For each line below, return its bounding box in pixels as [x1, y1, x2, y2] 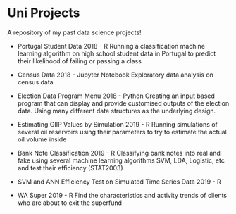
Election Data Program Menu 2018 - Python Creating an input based [17, 92, 215, 100]
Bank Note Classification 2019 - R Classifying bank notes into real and [17, 149, 221, 157]
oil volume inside [17, 135, 67, 144]
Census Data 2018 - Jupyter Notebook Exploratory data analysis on [17, 70, 213, 79]
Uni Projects [7, 5, 80, 21]
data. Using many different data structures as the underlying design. [17, 106, 216, 115]
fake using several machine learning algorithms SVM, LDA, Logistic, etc [17, 156, 225, 165]
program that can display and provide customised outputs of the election [17, 99, 230, 107]
